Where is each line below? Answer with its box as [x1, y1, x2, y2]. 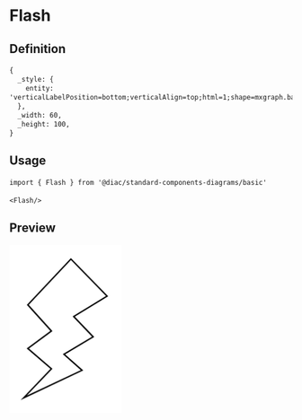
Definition [9, 41, 66, 57]
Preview [9, 221, 57, 236]
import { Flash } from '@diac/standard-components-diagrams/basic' [9, 178, 268, 187]
